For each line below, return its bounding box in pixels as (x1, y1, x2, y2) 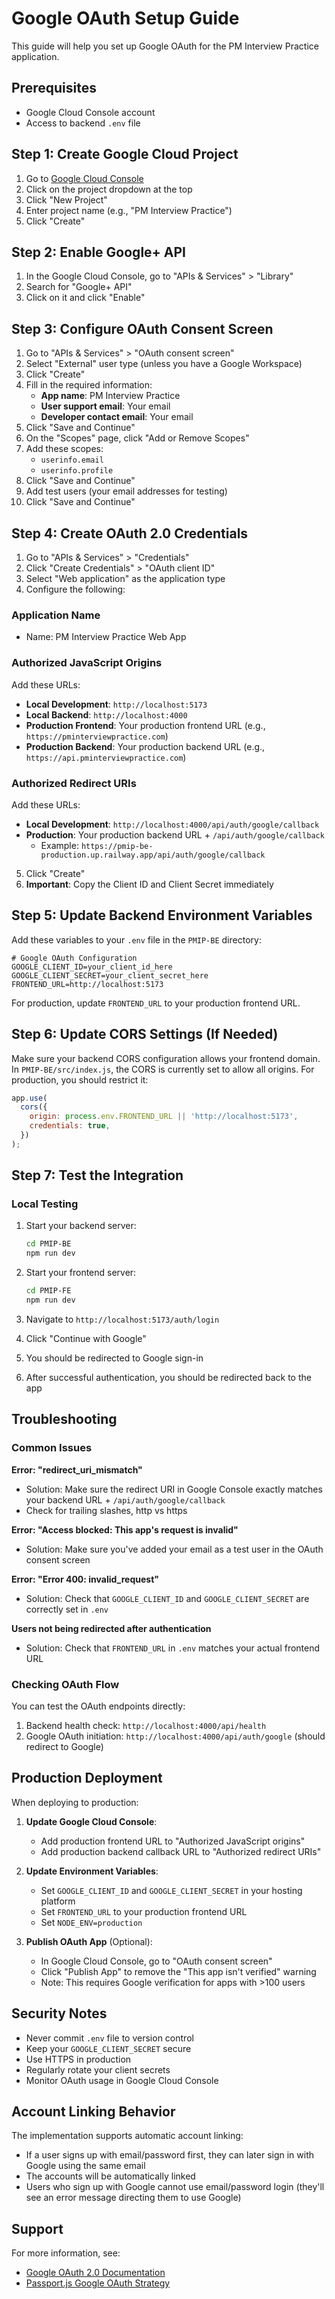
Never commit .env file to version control (25, 2032, 194, 2044)
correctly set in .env (25, 1603, 109, 1615)
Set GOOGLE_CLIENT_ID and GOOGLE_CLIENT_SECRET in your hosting (40, 1884, 303, 1896)
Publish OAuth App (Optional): (25, 1935, 153, 1947)
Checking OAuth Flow (11, 1677, 120, 1691)
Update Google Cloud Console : (25, 1815, 158, 1827)
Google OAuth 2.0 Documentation (25, 2267, 166, 2279)
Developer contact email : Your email (40, 411, 194, 423)
